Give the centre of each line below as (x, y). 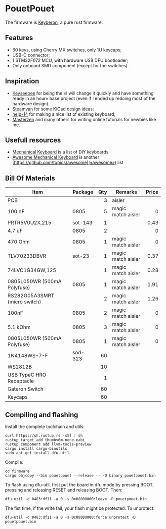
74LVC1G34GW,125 (32, 270)
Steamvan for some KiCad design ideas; (53, 109)
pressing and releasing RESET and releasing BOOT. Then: (64, 490)
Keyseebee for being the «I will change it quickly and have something (83, 93)
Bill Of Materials (30, 178)
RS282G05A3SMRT (31, 296)
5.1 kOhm (19, 327)
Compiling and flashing (41, 414)
